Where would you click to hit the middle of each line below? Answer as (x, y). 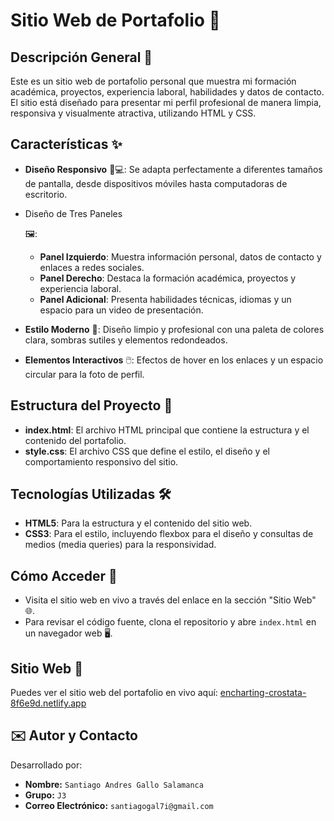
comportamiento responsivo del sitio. (101, 461)
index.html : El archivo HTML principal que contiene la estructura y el (167, 430)
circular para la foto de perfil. (84, 374)
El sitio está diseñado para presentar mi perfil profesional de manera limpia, (166, 102)
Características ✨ (66, 144)
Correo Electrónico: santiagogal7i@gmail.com (119, 805)
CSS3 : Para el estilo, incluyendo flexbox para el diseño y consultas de (169, 534)
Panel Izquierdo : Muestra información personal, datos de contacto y (180, 256)
